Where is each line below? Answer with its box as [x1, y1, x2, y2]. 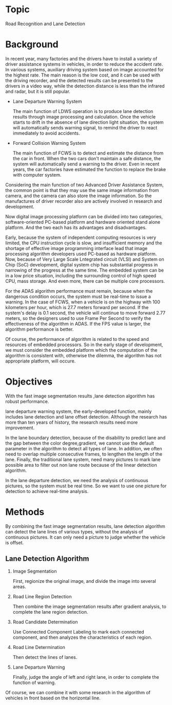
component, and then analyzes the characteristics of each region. [12, 634, 152, 640]
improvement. [5, 425, 35, 431]
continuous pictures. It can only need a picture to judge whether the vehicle [5, 534, 165, 540]
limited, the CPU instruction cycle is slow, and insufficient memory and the [5, 240, 163, 246]
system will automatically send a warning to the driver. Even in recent [12, 161, 160, 167]
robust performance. [5, 398, 49, 404]
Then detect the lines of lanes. [12, 654, 78, 660]
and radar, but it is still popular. [5, 88, 71, 94]
